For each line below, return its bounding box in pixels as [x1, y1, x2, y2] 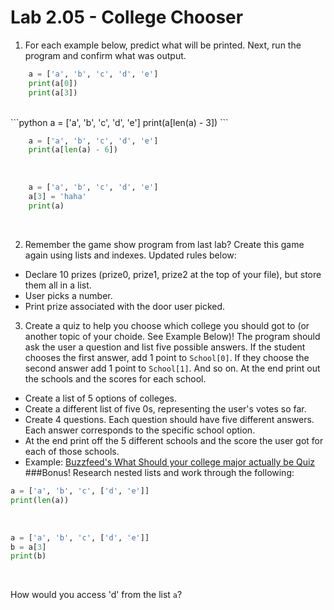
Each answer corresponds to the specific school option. [24, 424, 256, 436]
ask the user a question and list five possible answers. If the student [24, 341, 306, 353]
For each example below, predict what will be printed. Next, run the [24, 39, 302, 51]
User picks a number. [24, 289, 113, 301]
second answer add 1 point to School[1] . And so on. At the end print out [24, 362, 321, 374]
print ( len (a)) [10, 495, 70, 505]
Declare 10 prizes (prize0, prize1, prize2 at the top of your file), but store [24, 268, 322, 280]
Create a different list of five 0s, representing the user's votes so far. [24, 402, 307, 415]
